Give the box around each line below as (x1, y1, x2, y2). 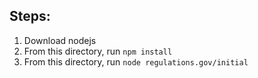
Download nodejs (23, 34, 97, 46)
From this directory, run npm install (23, 45, 173, 57)
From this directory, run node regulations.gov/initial (23, 55, 249, 68)
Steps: (9, 8, 51, 25)
